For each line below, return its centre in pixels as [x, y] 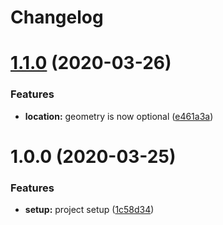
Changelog [57, 17]
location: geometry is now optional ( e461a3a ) [119, 116]
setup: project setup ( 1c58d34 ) [89, 210]
